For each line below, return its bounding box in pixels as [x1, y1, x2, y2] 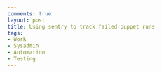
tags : [7, 29, 23, 37]
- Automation [7, 49, 46, 56]
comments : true [7, 10, 52, 17]
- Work [7, 36, 27, 43]
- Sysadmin [7, 42, 39, 49]
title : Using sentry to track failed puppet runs [7, 23, 156, 30]
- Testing [7, 56, 36, 63]
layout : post [7, 17, 46, 24]
